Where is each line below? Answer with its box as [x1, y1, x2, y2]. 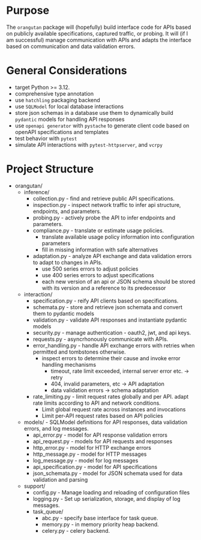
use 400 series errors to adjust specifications [41, 271, 155, 278]
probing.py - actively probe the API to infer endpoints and [32, 214, 176, 221]
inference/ [23, 188, 50, 195]
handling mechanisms [41, 361, 97, 368]
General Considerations [6, 64, 127, 78]
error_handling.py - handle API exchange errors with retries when [32, 342, 195, 349]
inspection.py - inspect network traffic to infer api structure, [32, 201, 181, 208]
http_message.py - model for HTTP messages [32, 450, 147, 458]
